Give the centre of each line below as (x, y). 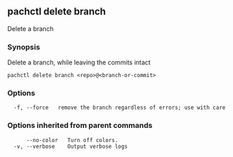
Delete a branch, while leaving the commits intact (79, 62)
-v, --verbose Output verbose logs (71, 146)
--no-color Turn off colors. (72, 140)
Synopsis (24, 47)
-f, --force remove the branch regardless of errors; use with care (120, 108)
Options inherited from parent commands (80, 125)
